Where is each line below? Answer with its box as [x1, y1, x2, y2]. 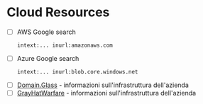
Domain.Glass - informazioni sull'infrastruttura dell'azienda [16, 81, 190, 89]
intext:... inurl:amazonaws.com [16, 42, 113, 49]
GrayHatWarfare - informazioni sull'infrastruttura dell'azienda [16, 89, 197, 98]
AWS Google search [16, 28, 76, 36]
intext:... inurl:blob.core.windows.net [16, 69, 138, 76]
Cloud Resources [6, 4, 110, 21]
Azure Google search [16, 54, 79, 62]
